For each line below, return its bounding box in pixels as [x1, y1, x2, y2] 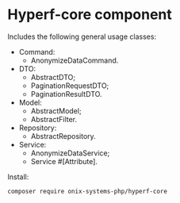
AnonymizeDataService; [30, 148, 110, 158]
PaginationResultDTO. [30, 89, 102, 98]
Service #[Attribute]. [30, 156, 98, 166]
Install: [7, 172, 29, 182]
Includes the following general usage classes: [7, 32, 156, 41]
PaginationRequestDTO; [30, 81, 109, 90]
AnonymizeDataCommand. [30, 56, 119, 65]
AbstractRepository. [30, 131, 96, 140]
